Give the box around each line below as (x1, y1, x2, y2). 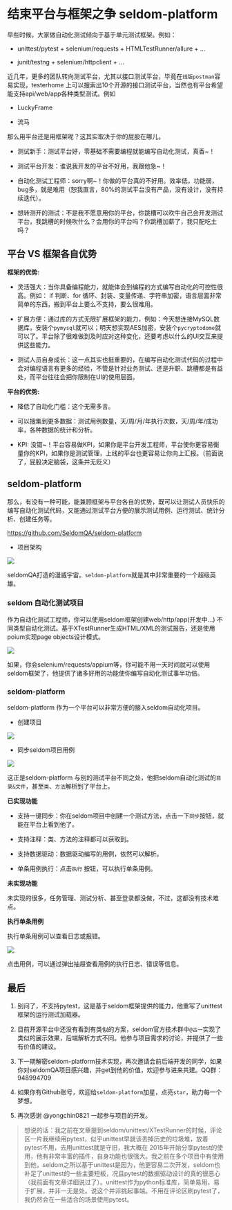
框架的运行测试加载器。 (17, 1010, 84, 1019)
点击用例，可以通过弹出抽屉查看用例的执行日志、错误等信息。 (7, 960, 183, 968)
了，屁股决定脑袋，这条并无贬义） (17, 457, 115, 466)
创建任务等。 (19, 514, 56, 523)
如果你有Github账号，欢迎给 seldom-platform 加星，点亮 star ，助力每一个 (17, 1087, 222, 1096)
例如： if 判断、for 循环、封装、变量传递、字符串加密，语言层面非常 (29, 291, 222, 299)
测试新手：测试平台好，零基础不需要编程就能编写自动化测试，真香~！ (17, 147, 215, 155)
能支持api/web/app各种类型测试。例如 (7, 89, 116, 98)
